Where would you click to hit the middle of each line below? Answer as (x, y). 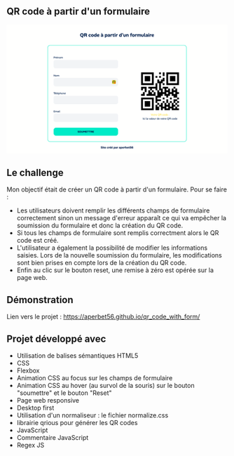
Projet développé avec (56, 338)
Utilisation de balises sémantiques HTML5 (77, 356)
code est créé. (37, 241)
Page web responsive (48, 401)
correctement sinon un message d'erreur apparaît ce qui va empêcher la (122, 218)
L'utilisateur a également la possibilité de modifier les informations (112, 248)
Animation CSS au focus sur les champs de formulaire (95, 378)
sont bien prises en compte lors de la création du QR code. (102, 263)
